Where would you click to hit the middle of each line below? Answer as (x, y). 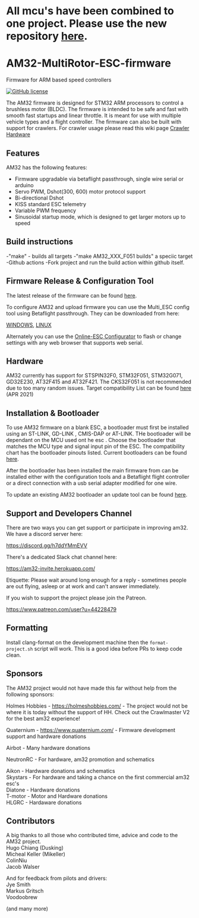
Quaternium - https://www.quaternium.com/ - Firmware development (91, 730)
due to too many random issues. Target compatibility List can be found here (99, 388)
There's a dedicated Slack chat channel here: (61, 557)
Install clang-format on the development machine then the (77, 642)
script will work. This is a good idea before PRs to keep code (108, 648)
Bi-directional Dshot (39, 198)
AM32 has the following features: (47, 167)
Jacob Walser (23, 867)
